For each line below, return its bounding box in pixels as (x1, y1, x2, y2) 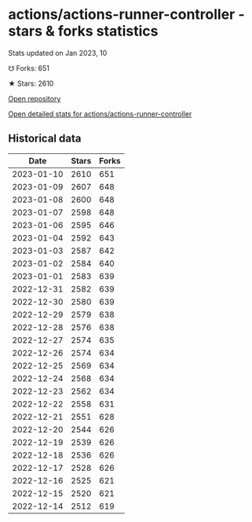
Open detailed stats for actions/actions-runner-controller (8, 108, 192, 119)
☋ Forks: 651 (8, 63, 49, 72)
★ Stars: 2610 (8, 79, 54, 88)
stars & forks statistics (8, 22, 159, 40)
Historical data (8, 132, 82, 145)
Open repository (8, 94, 61, 103)
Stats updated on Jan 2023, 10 (8, 48, 108, 57)
